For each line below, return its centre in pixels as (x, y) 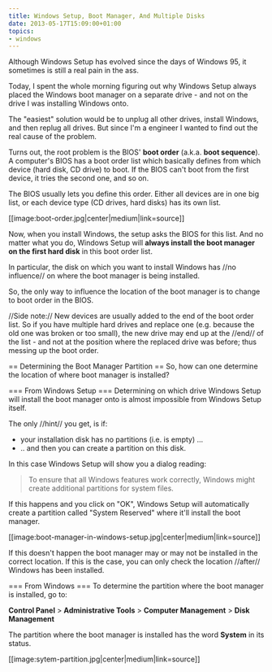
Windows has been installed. (56, 570)
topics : (22, 31)
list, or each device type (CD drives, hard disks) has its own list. (115, 203)
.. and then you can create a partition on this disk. (103, 448)
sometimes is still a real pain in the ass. (74, 71)
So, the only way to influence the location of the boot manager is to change (134, 292)
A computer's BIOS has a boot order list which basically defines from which (135, 161)
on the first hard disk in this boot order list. (80, 251)
